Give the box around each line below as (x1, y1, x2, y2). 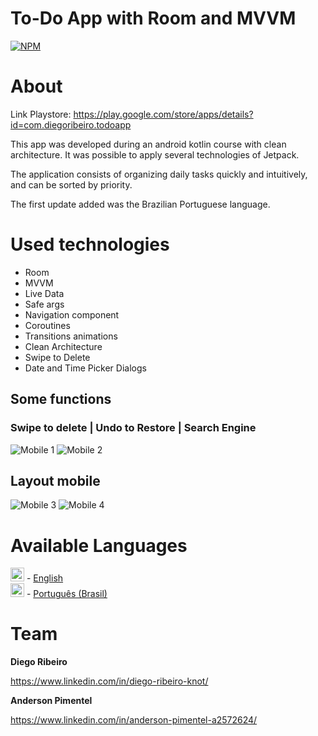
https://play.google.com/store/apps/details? (73, 108, 254, 120)
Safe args (24, 298, 65, 310)
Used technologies (10, 233, 170, 256)
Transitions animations (24, 330, 118, 342)
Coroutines (24, 319, 71, 331)
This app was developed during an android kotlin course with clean (10, 138, 287, 150)
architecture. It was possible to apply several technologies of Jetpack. (10, 148, 300, 161)
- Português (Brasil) (26, 588, 108, 600)
